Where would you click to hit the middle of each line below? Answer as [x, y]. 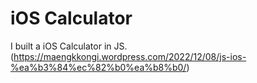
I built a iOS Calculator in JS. [69, 46]
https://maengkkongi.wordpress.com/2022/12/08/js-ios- [130, 56]
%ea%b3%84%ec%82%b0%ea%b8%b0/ [98, 67]
